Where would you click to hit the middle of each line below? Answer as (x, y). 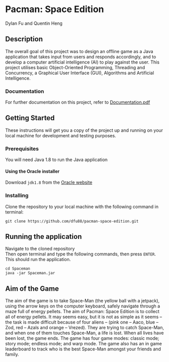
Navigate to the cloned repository (40, 249)
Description (24, 39)
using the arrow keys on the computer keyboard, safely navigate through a (83, 306)
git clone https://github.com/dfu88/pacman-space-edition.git (72, 221)
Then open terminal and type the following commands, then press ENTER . (81, 254)
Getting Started (30, 118)
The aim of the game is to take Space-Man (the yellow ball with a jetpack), (82, 301)
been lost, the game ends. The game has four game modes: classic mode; (82, 338)
